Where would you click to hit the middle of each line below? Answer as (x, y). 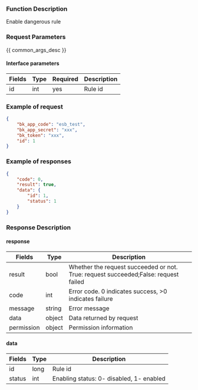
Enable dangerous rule (34, 22)
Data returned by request (103, 318)
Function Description (37, 9)
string (54, 308)
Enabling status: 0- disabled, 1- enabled (109, 378)
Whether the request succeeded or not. (123, 266)
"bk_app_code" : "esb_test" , (51, 124)
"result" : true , (37, 185)
